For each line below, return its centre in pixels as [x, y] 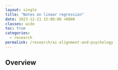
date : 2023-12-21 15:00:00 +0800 [40, 19]
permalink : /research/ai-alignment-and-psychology [59, 42]
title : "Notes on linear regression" [45, 14]
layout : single [21, 10]
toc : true [16, 28]
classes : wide [20, 24]
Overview [21, 63]
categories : [18, 33]
